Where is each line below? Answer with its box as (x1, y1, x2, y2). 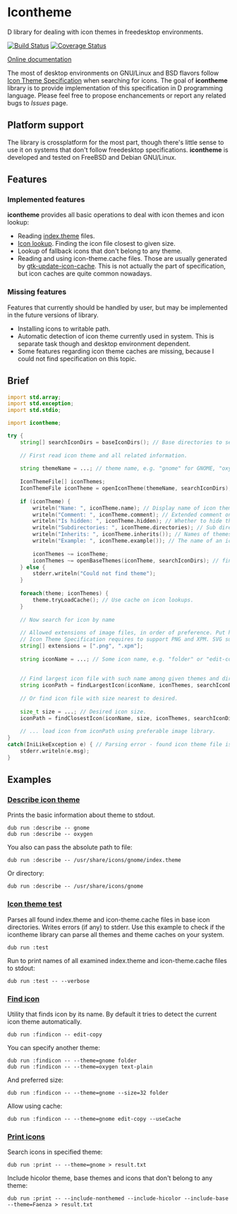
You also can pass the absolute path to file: (7, 843, 133, 851)
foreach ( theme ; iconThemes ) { (20, 590, 109, 597)
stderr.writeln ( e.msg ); (20, 748, 90, 755)
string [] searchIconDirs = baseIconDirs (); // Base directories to (20, 439, 222, 446)
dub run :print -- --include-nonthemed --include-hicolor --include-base (7, 1195, 229, 1202)
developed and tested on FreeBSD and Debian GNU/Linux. (7, 153, 177, 161)
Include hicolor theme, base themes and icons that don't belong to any (7, 1174, 213, 1182)
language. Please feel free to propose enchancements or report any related (7, 91, 226, 100)
